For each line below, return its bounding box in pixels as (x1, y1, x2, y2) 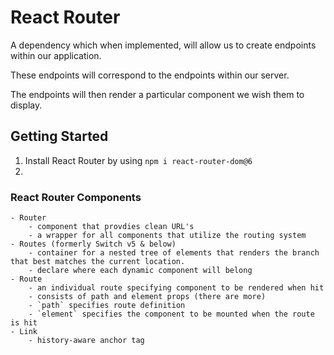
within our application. (10, 49, 102, 61)
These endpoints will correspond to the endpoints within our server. (10, 69, 290, 81)
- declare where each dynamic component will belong (28, 266, 253, 276)
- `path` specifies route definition (28, 301, 186, 311)
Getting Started (10, 128, 109, 145)
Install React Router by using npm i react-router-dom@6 (24, 154, 253, 166)
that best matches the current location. (10, 257, 186, 267)
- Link (10, 327, 38, 337)
